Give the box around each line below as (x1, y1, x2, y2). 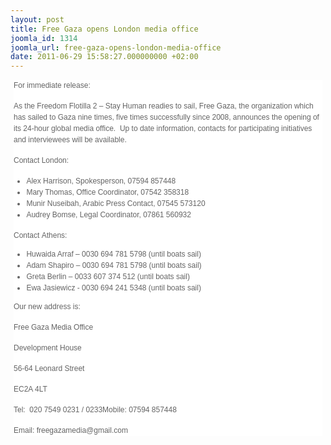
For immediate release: (13, 81, 91, 91)
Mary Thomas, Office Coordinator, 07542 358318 (26, 187, 190, 198)
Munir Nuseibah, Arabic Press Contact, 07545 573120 (26, 199, 206, 209)
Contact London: (13, 156, 70, 166)
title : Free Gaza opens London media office (10, 24, 199, 34)
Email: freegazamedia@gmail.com (13, 426, 128, 436)
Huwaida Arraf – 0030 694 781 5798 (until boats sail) (26, 249, 202, 260)
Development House (13, 343, 82, 353)
